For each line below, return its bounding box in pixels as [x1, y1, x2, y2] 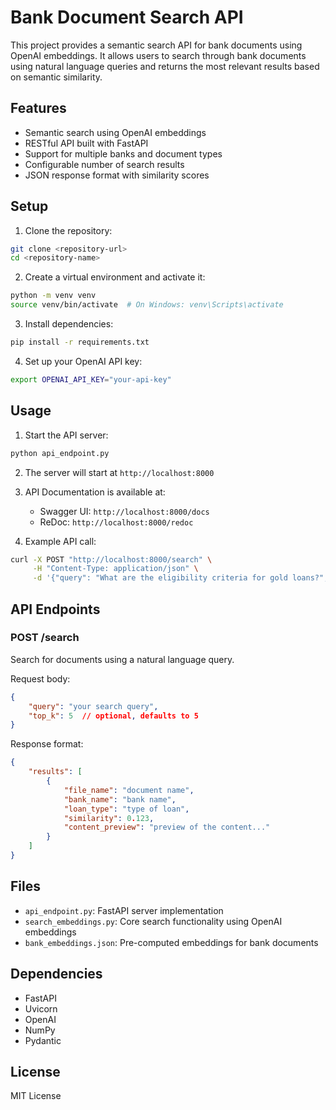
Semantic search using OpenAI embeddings [24, 126, 207, 138]
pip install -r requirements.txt [10, 337, 150, 348]
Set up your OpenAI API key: [24, 355, 143, 367]
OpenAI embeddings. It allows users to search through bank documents [10, 49, 307, 61]
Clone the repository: [24, 224, 113, 236]
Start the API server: [24, 429, 109, 441]
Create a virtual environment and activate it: [24, 271, 206, 283]
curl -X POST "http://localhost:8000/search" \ [10, 554, 213, 565]
